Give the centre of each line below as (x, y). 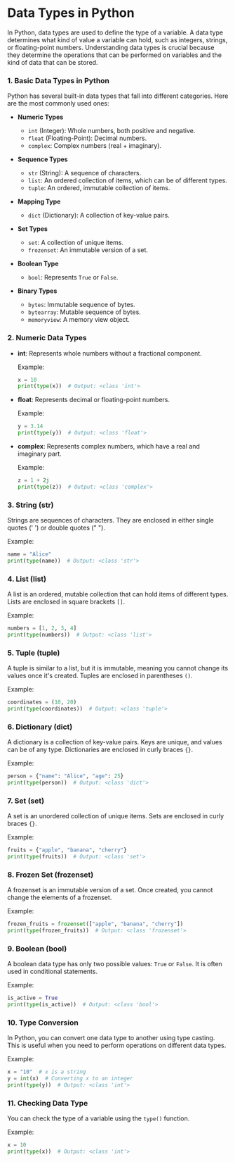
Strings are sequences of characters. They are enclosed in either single (110, 520)
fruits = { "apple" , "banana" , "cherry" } (67, 850)
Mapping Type (39, 201)
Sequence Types (42, 159)
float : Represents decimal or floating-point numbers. (94, 400)
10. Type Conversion (43, 1023)
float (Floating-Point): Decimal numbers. (87, 138)
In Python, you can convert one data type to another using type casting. (111, 1038)
